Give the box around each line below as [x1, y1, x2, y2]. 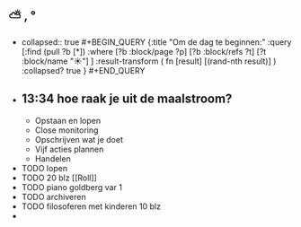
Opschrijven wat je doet [34, 134, 123, 144]
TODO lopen [21, 162, 68, 173]
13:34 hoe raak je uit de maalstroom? [21, 92, 233, 107]
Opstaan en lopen [34, 115, 102, 126]
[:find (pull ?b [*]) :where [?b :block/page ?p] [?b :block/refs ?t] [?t [21, 46, 267, 57]
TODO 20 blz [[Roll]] [21, 172, 98, 183]
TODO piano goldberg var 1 [21, 181, 123, 192]
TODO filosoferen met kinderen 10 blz [21, 201, 161, 212]
